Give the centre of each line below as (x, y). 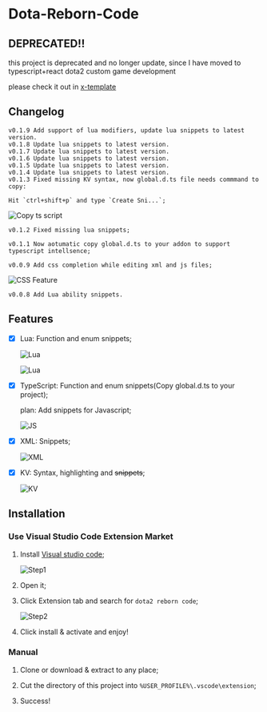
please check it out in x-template (62, 86)
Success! (35, 701)
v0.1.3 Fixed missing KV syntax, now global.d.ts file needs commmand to (134, 179)
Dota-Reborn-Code (74, 14)
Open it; (33, 585)
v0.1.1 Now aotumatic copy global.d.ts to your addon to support (119, 244)
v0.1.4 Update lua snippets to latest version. (89, 172)
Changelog (36, 112)
